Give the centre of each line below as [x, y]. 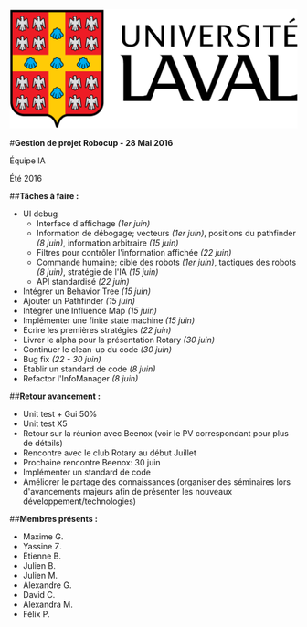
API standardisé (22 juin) [83, 282]
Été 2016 [26, 179]
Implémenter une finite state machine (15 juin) [108, 320]
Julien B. [39, 566]
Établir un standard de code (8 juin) [89, 369]
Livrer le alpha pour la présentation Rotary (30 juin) [119, 340]
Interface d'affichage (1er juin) [93, 224]
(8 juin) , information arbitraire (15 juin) [107, 243]
